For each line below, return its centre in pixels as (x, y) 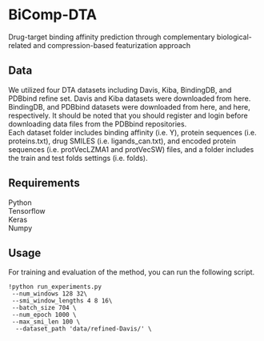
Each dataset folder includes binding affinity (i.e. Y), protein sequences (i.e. (133, 132)
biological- (234, 37)
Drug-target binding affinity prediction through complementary (112, 37)
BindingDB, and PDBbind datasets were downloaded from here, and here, (129, 106)
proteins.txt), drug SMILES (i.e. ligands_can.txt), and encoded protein (122, 141)
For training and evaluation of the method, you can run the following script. (132, 272)
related (20, 45)
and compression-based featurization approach (112, 45)
